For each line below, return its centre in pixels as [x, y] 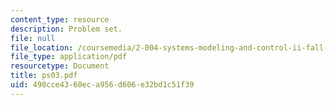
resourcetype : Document [60, 66]
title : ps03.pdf [44, 76]
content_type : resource [60, 19]
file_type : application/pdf [69, 57]
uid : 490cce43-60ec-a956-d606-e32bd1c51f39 [102, 85]
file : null [33, 38]
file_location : [42, 47]
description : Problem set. [66, 29]
